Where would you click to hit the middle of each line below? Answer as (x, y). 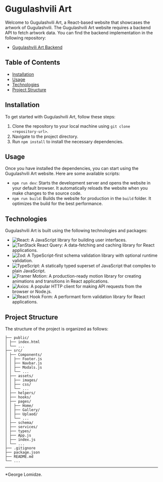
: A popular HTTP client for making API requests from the (85, 286)
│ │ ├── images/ (21, 380)
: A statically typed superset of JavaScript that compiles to (97, 266)
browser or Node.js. (32, 292)
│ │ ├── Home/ (19, 406)
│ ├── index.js (20, 440)
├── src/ (14, 350)
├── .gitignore (20, 448)
